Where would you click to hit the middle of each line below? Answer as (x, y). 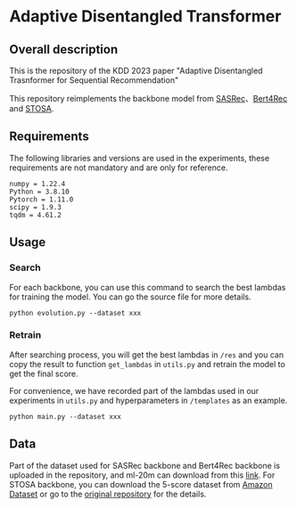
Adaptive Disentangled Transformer (145, 16)
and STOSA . (32, 108)
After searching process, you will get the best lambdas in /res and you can (146, 355)
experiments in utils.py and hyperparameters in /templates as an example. (148, 400)
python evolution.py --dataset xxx (75, 313)
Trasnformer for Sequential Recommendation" (94, 80)
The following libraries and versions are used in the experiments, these (140, 158)
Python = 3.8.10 (39, 192)
